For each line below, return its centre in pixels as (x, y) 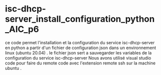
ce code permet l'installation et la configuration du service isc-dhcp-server (80, 42)
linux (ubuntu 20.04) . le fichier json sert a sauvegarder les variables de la (78, 53)
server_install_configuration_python (80, 19)
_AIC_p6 (22, 29)
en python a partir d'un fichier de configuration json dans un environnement (80, 48)
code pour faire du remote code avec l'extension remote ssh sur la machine (80, 63)
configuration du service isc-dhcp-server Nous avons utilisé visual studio (78, 58)
